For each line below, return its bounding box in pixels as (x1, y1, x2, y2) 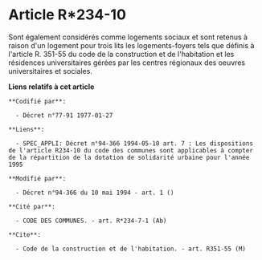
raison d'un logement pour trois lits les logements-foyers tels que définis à (8, 40, 255, 50)
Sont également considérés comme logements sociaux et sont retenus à (8, 32, 248, 42)
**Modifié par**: (8, 174, 67, 182)
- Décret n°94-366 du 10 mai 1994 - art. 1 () (15, 189, 174, 197)
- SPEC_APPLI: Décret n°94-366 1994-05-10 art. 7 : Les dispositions (15, 139, 253, 148)
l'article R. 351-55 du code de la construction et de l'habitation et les (8, 49, 235, 59)
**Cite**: (8, 230, 42, 238)
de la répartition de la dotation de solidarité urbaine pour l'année (8, 153, 250, 161)
